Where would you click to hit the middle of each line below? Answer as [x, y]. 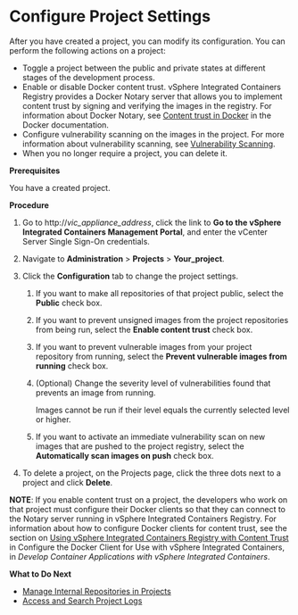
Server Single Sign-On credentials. [86, 241]
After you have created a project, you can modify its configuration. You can [147, 41]
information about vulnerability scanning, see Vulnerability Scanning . [149, 144]
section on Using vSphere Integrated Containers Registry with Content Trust [149, 537]
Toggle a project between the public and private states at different [144, 68]
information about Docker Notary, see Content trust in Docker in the [147, 115]
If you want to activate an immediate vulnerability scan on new [150, 436]
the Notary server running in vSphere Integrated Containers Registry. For [143, 519]
